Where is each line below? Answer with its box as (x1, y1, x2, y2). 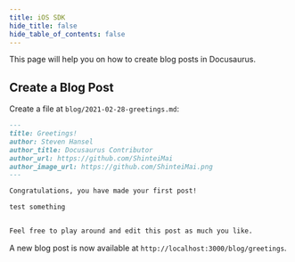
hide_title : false (9, 21, 78, 30)
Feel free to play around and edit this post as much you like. (9, 226, 253, 236)
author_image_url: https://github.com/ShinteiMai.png (9, 162, 214, 171)
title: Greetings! (9, 129, 78, 138)
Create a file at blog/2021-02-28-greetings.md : (9, 103, 180, 114)
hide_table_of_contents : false (9, 29, 126, 38)
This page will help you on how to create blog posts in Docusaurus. (9, 54, 257, 65)
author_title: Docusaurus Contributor (9, 145, 153, 154)
